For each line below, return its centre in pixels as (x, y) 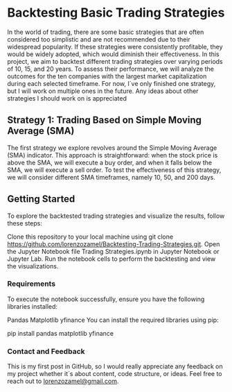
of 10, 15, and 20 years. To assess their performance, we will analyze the (111, 69)
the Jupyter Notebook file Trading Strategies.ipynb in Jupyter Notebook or (113, 251)
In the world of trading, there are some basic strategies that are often (106, 32)
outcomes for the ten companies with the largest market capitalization (107, 76)
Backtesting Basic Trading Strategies (116, 13)
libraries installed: (32, 306)
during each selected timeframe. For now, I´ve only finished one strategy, (111, 83)
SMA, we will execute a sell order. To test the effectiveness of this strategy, (114, 170)
